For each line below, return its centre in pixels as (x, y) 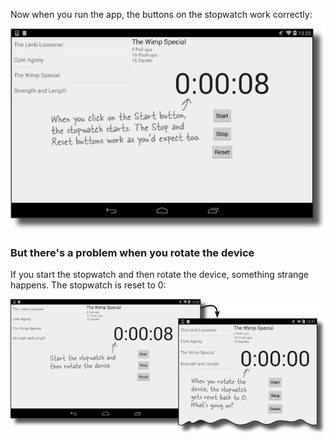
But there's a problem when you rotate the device (132, 252)
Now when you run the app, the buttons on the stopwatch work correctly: (161, 14)
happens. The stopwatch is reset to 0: (88, 285)
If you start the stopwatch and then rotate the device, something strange (160, 275)
